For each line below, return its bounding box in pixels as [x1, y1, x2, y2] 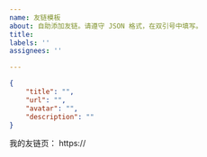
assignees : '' [9, 47, 63, 56]
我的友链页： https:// [9, 138, 86, 149]
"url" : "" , [25, 95, 67, 104]
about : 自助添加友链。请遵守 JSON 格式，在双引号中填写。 [9, 22, 202, 31]
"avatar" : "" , [25, 104, 78, 113]
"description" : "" [25, 112, 94, 121]
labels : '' [9, 38, 50, 48]
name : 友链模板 [9, 13, 61, 22]
